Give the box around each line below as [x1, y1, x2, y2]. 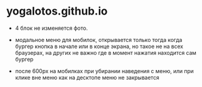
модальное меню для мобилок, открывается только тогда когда [15, 36, 183, 43]
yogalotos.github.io [6, 4, 108, 18]
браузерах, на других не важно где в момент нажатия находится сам [15, 49, 197, 56]
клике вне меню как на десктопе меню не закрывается [15, 74, 160, 81]
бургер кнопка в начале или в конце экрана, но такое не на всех [15, 43, 184, 50]
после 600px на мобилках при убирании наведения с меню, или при [15, 67, 194, 74]
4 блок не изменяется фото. [15, 24, 88, 32]
